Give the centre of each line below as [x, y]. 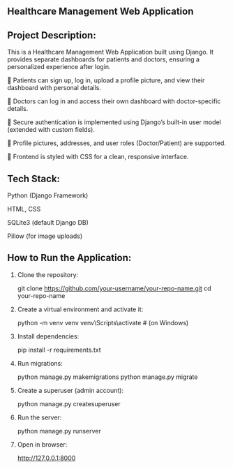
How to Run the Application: [69, 258]
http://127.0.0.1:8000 [46, 458]
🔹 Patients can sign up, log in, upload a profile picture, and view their [106, 80]
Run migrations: [40, 363]
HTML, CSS [24, 209]
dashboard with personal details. [54, 88]
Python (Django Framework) [48, 195]
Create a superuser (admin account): [70, 390]
